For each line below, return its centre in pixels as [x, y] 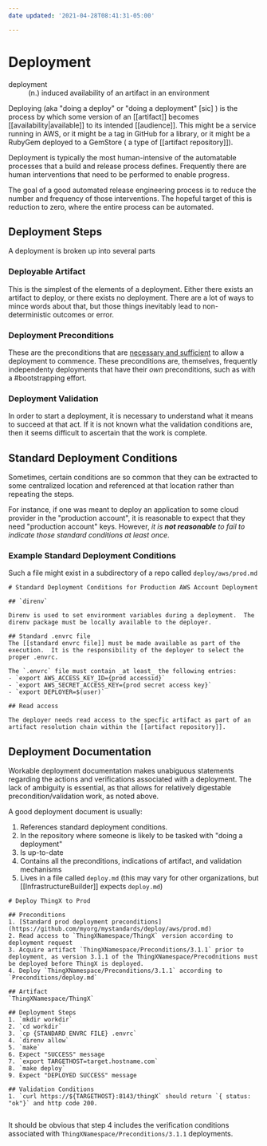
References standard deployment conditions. [94, 827]
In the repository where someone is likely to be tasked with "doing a [131, 836]
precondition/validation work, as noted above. [84, 796]
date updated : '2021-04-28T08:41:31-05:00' [82, 16]
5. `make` [25, 1048]
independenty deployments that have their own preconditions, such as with [132, 369]
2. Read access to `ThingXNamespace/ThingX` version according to [121, 936]
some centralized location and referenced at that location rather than [121, 486]
